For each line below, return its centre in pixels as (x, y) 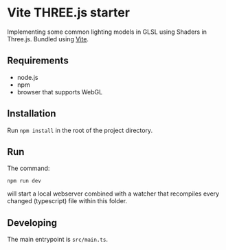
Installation (32, 114)
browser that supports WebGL (60, 92)
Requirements (38, 61)
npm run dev (24, 181)
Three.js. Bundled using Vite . (48, 39)
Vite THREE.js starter (69, 13)
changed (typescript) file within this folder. (67, 201)
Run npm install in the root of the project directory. (80, 130)
